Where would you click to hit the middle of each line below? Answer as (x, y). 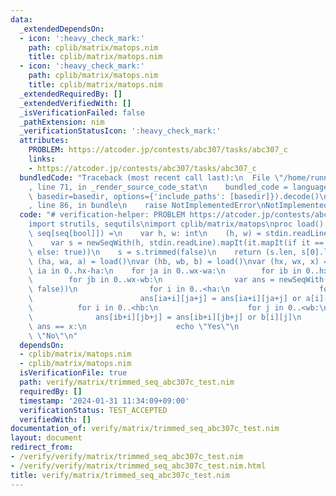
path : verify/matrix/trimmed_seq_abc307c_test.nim (127, 382)
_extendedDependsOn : (62, 29)
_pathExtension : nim (62, 122)
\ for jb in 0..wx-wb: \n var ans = (151, 280)
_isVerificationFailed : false (82, 112)
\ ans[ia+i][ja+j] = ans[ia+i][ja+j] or (165, 299)
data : (21, 19)
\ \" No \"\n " (53, 336)
